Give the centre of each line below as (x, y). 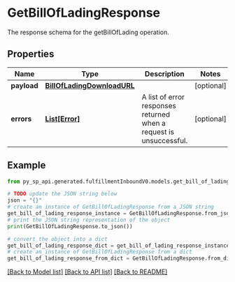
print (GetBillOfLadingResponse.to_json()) (70, 226)
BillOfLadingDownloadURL (90, 85)
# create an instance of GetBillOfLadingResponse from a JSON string (111, 207)
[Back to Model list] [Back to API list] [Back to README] (87, 272)
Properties (31, 54)
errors (21, 119)
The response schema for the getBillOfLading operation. (88, 32)
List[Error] (63, 119)
